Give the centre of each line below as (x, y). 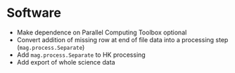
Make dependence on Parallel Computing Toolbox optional (102, 32)
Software (34, 13)
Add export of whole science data (66, 62)
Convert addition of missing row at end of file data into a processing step (122, 39)
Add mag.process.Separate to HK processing (81, 55)
